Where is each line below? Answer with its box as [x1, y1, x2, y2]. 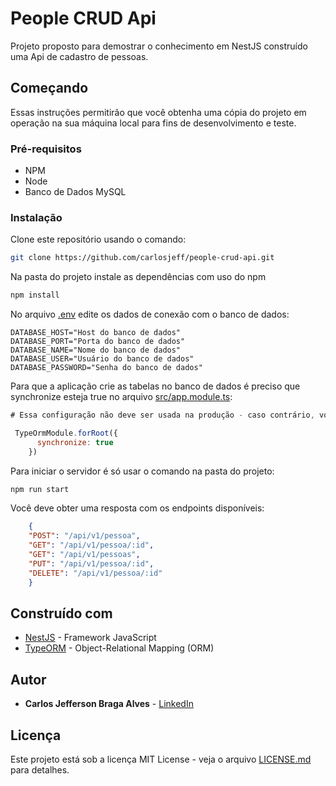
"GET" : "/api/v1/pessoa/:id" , [28, 540, 155, 551]
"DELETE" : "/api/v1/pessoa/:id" [28, 568, 163, 578]
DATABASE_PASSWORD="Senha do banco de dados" [10, 363, 203, 373]
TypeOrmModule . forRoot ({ [14, 428, 118, 438]
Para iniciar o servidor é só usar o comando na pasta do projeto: [10, 465, 275, 477]
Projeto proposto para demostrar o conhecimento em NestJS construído [10, 40, 308, 52]
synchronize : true [36, 437, 114, 447]
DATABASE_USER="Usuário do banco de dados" [10, 354, 195, 364]
